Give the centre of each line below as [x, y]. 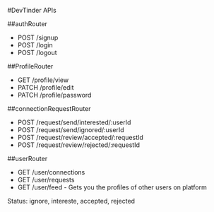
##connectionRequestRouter [49, 108]
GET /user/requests [46, 180]
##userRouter [28, 159]
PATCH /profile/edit [46, 87]
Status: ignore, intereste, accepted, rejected [71, 201]
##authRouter [28, 24]
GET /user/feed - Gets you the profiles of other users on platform [112, 187]
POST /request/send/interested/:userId [74, 122]
